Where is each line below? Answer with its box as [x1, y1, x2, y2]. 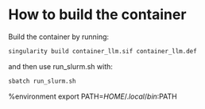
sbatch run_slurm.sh [8, 77, 77, 85]
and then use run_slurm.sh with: [8, 61, 114, 71]
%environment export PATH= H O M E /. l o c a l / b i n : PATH [8, 91, 177, 101]
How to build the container [8, 6, 187, 24]
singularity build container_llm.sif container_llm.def [8, 47, 197, 55]
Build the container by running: [8, 32, 110, 41]
